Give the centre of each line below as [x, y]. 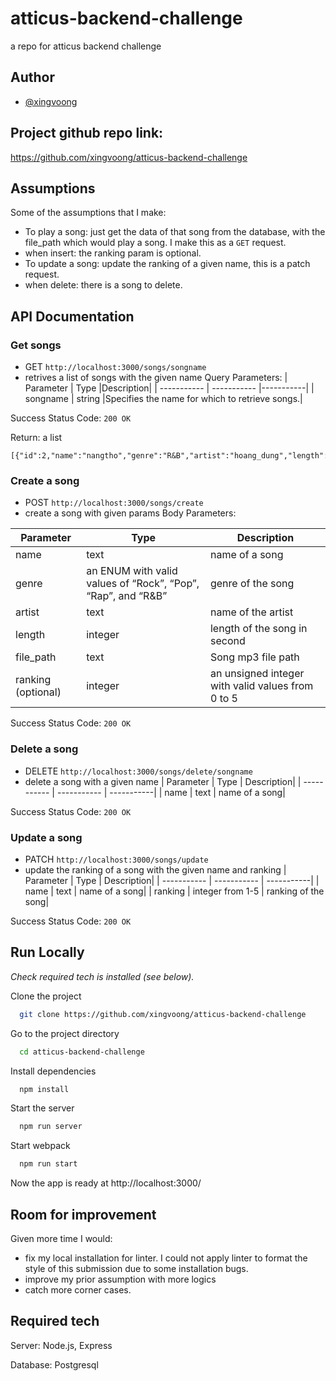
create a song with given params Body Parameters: [130, 513]
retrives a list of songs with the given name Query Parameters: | [156, 378]
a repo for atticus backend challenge [86, 46]
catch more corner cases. [78, 1289]
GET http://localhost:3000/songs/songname [115, 367]
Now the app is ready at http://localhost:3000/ [106, 1183]
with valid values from [261, 686]
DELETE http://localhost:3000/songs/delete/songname [138, 771]
